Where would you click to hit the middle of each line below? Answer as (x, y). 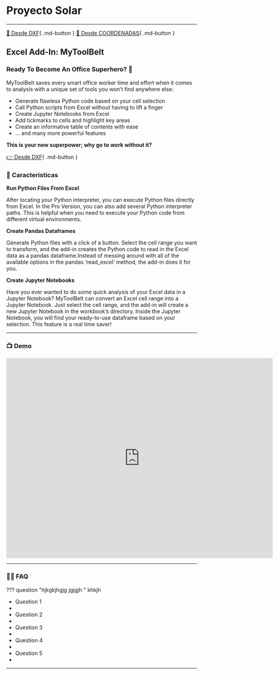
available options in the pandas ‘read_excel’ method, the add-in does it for (99, 262)
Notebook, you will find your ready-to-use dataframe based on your (91, 317)
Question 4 (29, 640)
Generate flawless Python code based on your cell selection (90, 101)
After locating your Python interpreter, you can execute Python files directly (100, 200)
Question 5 (29, 653)
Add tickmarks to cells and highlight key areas (72, 120)
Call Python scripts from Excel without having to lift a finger (89, 107)
